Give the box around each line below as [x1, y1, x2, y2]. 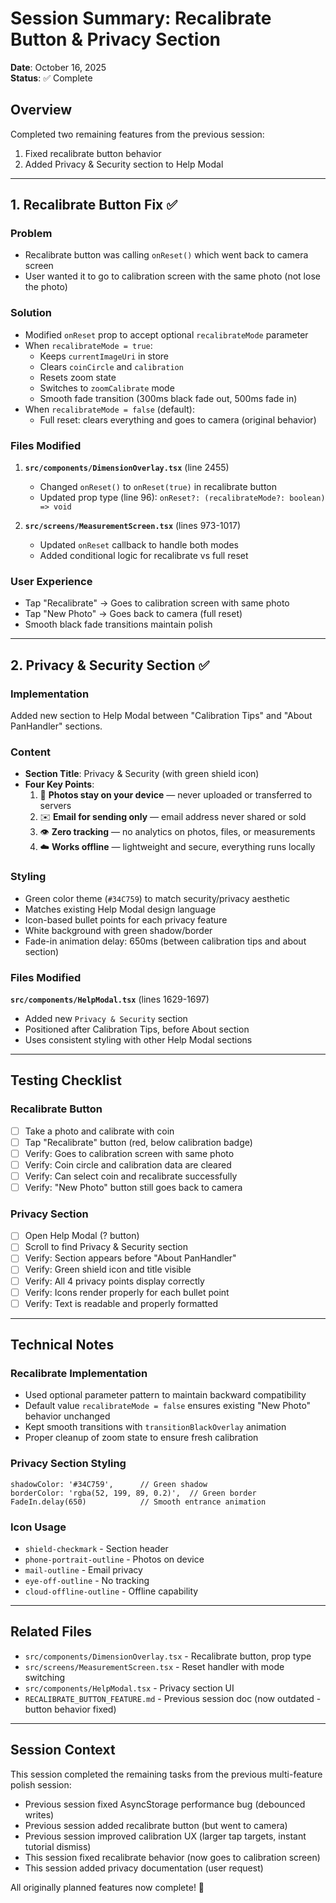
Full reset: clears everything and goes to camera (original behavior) [39, 413, 317, 426]
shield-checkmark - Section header [24, 1542, 169, 1554]
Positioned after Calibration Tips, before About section [24, 1023, 250, 1035]
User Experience [10, 574, 93, 588]
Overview [10, 102, 73, 119]
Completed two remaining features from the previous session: [10, 128, 265, 140]
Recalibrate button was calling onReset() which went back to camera [24, 249, 309, 261]
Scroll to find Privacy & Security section [24, 1241, 188, 1253]
